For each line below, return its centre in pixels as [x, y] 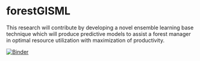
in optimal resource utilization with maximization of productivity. [85, 40]
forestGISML [39, 11]
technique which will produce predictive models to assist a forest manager [98, 33]
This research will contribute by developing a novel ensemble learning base [100, 28]
